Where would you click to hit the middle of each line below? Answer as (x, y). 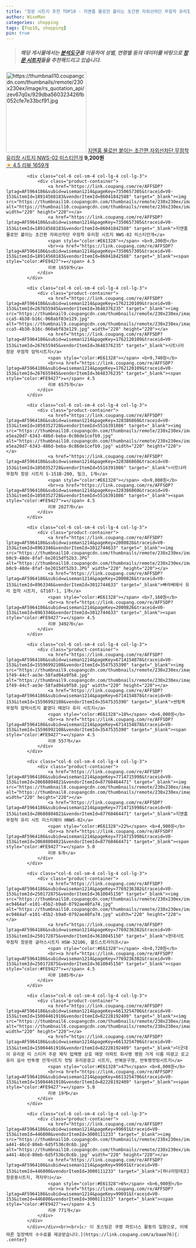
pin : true (18, 33)
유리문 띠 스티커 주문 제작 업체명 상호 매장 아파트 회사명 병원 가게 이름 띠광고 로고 (101, 1054)
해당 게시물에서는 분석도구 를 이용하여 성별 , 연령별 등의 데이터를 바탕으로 (101, 53)
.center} (17, 1240)
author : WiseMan (26, 17)
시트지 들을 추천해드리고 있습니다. (64, 60)
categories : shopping (32, 22)
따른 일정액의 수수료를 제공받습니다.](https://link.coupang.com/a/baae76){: (93, 1235)
